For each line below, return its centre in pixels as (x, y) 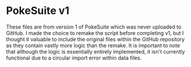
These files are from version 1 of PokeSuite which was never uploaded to (94, 27)
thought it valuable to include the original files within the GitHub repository (95, 39)
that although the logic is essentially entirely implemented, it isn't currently (95, 51)
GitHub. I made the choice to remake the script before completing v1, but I (95, 33)
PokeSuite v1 (38, 11)
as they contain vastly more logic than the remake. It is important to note (93, 45)
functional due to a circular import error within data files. (74, 58)
